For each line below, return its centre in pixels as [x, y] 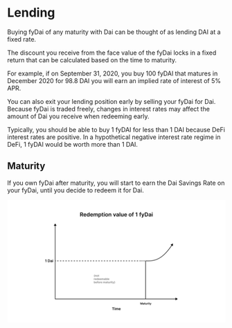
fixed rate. [22, 39]
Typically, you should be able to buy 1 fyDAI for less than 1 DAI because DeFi [116, 129]
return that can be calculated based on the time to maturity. [92, 60]
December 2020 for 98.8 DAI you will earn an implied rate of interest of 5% [114, 80]
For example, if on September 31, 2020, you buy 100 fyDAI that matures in [113, 73]
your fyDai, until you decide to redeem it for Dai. [75, 190]
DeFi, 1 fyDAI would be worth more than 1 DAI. [73, 144]
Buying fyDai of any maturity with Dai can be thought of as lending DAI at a [114, 32]
